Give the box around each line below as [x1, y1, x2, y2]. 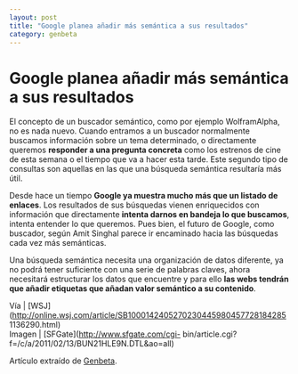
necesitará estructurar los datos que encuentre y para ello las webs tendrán [9, 273, 289, 285]
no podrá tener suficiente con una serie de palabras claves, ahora [9, 264, 251, 275]
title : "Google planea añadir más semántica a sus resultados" [9, 21, 249, 30]
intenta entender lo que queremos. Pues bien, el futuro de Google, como [9, 219, 275, 230]
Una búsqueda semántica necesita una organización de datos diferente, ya [9, 255, 285, 265]
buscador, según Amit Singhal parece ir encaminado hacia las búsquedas [9, 228, 278, 239]
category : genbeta [9, 29, 77, 38]
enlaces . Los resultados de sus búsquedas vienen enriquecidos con [9, 199, 260, 210]
